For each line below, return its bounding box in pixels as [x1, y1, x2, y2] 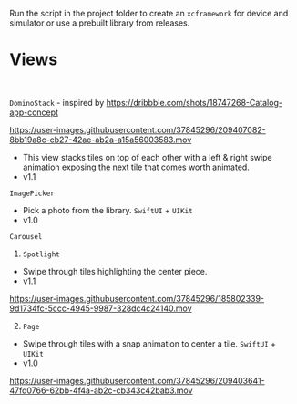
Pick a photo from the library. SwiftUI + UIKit [22, 204, 193, 215]
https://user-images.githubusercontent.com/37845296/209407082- [9, 124, 266, 135]
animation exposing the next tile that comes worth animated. [22, 161, 251, 172]
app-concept [9, 107, 59, 118]
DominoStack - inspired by [9, 97, 105, 108]
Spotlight [22, 250, 61, 259]
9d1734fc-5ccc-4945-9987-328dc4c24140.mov [9, 303, 193, 314]
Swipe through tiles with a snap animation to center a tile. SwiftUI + [22, 337, 276, 349]
